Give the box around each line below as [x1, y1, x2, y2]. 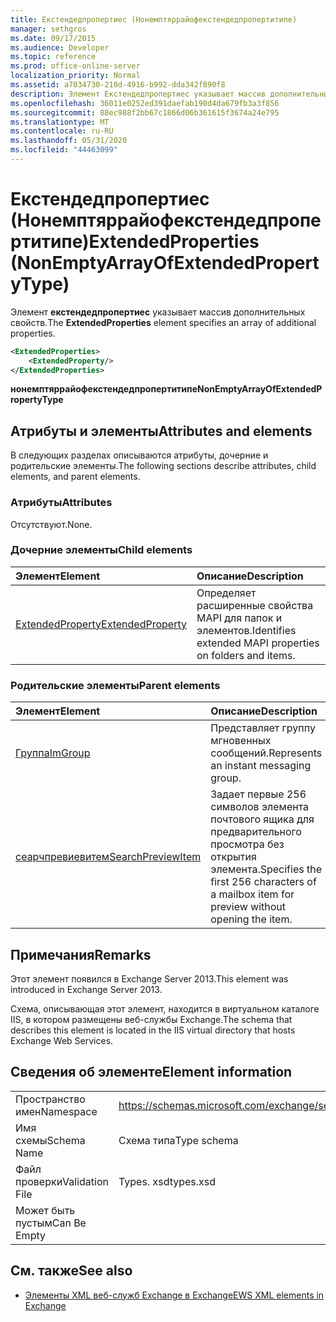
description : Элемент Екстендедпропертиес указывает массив [10, 89, 267, 99]
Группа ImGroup [15, 746, 91, 760]
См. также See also [10, 1262, 133, 1280]
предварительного [210, 825, 302, 839]
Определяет [196, 586, 257, 600]
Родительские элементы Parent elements [10, 678, 221, 692]
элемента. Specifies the [210, 862, 322, 876]
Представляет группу [210, 721, 316, 735]
